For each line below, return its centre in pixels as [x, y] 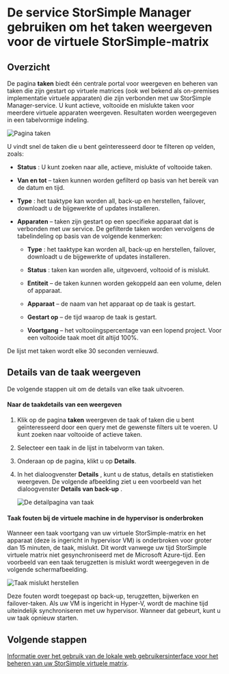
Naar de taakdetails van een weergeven [64, 405]
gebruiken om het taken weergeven [110, 27]
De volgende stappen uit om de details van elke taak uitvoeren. [96, 389]
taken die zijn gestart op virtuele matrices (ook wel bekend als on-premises [113, 91]
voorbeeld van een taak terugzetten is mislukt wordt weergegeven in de [108, 562]
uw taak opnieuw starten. [43, 618]
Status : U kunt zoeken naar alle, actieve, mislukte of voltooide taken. [114, 167]
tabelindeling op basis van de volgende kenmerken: [90, 236]
